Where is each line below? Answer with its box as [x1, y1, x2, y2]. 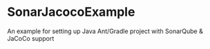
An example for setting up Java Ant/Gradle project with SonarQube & [7, 27, 204, 35]
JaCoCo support [7, 34, 55, 42]
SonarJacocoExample [7, 4, 135, 20]
